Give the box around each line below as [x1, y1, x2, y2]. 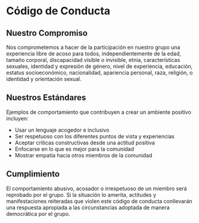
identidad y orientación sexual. [6, 76, 82, 82]
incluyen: [6, 114, 29, 122]
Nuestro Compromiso [6, 28, 88, 38]
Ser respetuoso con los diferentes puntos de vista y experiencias [14, 132, 175, 140]
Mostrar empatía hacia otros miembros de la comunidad [14, 151, 153, 159]
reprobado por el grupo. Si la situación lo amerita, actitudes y [6, 191, 157, 198]
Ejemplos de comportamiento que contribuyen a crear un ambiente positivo [6, 109, 192, 116]
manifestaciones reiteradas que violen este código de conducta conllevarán [6, 197, 192, 205]
